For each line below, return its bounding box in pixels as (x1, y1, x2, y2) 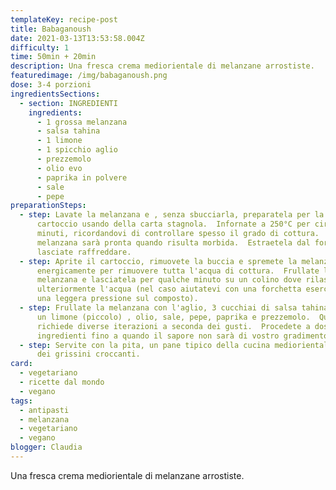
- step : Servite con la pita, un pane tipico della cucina (19, 340, 271, 350)
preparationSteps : (10, 201, 87, 211)
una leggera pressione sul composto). (36, 294, 199, 304)
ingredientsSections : (10, 89, 101, 99)
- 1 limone (36, 136, 83, 146)
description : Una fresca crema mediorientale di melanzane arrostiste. (10, 61, 315, 71)
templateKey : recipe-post (10, 14, 118, 25)
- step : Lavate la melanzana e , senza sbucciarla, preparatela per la (19, 210, 325, 220)
